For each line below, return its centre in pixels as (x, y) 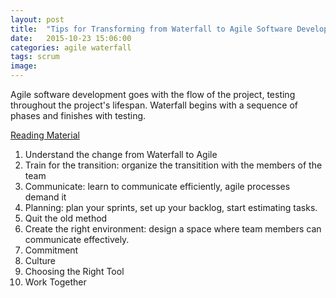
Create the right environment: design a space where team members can (173, 229)
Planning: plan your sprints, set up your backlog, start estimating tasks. (171, 207)
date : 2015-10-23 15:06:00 (71, 38)
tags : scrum (35, 57)
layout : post (37, 19)
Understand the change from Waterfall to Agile (121, 154)
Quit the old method (66, 218)
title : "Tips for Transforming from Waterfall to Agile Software (151, 29)
